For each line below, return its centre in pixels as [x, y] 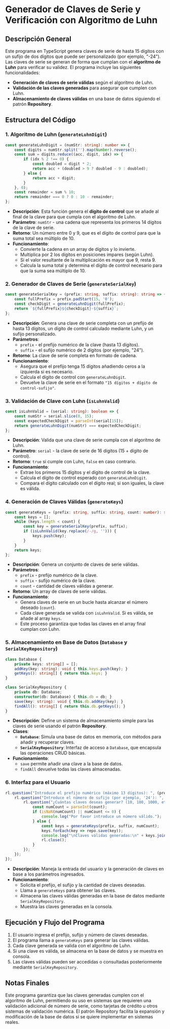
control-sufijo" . [38, 388]
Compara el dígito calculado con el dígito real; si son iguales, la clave [92, 483]
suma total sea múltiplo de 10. [44, 238]
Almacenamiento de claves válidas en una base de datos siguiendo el [86, 99]
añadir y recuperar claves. [47, 742]
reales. [12, 1022]
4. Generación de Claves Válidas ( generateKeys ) [64, 502]
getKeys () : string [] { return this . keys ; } [61, 673]
